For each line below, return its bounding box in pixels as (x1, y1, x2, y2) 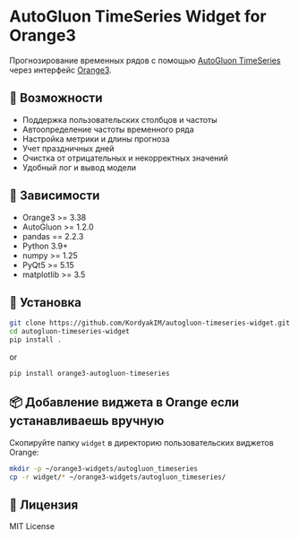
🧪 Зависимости (9, 188, 100, 204)
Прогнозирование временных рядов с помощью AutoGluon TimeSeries (9, 55, 281, 65)
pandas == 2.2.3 (21, 230, 84, 241)
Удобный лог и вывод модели (21, 161, 137, 172)
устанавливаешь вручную (9, 413, 165, 429)
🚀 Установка (9, 294, 82, 310)
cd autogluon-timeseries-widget (9, 327, 130, 336)
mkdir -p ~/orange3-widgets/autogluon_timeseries (9, 464, 199, 473)
